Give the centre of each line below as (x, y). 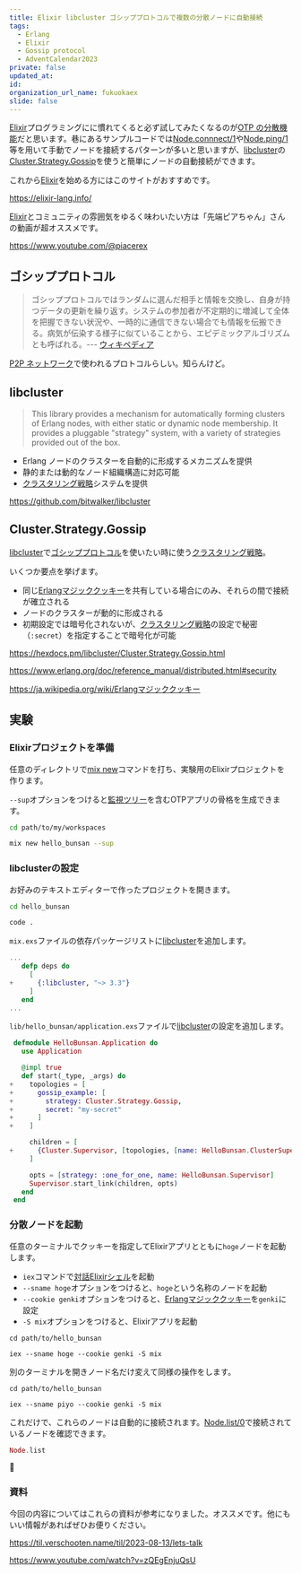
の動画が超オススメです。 (56, 228)
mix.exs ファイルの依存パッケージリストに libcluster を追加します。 (130, 941)
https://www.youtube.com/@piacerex (78, 246)
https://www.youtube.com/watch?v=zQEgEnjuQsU (103, 1560)
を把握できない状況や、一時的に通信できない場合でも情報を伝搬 (149, 322)
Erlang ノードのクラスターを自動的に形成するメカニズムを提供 (137, 461)
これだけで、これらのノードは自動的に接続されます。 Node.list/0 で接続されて (150, 1422)
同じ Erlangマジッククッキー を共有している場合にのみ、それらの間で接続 (155, 590)
